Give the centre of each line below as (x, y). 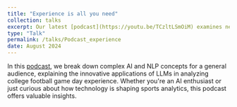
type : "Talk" (26, 33)
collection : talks (34, 20)
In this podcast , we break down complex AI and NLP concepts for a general (117, 66)
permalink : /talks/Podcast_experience (64, 40)
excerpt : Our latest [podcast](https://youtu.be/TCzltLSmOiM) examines (115, 27)
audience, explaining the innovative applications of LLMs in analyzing (108, 73)
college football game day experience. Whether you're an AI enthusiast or (115, 81)
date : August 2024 (34, 46)
